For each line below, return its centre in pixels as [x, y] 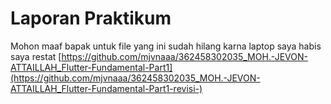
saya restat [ [36, 56]
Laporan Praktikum [91, 18]
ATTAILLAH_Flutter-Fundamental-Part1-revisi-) [106, 88]
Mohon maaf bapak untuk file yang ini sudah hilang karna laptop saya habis [166, 46]
